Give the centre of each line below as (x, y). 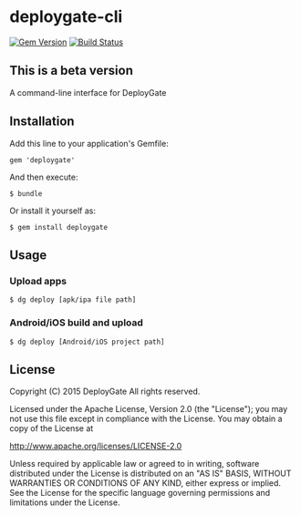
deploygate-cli (66, 17)
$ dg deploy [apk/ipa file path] (73, 300)
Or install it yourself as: (52, 211)
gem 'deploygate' (42, 160)
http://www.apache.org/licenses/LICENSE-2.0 (96, 446)
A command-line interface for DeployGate (88, 92)
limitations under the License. (65, 502)
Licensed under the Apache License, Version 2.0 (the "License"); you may (149, 409)
